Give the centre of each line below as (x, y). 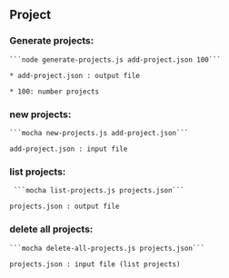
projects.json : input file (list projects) (95, 264)
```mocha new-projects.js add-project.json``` (99, 133)
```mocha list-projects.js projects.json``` (99, 191)
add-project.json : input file (69, 149)
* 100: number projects (55, 91)
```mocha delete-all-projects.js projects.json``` (107, 248)
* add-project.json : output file (75, 75)
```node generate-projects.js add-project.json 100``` (115, 60)
